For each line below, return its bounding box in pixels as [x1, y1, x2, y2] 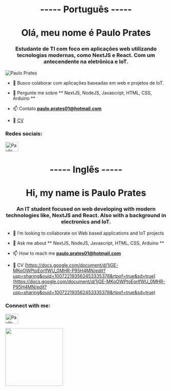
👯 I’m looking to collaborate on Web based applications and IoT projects [12, 230, 164, 236]
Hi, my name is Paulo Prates [26, 187, 146, 199]
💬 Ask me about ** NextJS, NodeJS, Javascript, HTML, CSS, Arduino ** [12, 240, 165, 246]
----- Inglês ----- [49, 164, 123, 175]
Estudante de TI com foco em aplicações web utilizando [15, 45, 157, 52]
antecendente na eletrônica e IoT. [43, 58, 129, 65]
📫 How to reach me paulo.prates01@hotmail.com [12, 250, 121, 256]
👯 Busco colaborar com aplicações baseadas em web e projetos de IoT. [12, 79, 164, 86]
